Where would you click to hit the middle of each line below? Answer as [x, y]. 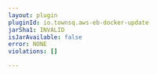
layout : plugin [33, 15]
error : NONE [27, 44]
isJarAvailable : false [45, 37]
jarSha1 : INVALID [37, 30]
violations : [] [33, 51]
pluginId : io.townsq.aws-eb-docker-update [78, 23]
